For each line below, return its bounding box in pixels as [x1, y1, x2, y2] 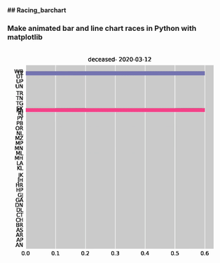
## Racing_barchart [7, 6, 67, 14]
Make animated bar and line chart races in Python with [7, 23, 197, 33]
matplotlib [7, 32, 43, 41]
